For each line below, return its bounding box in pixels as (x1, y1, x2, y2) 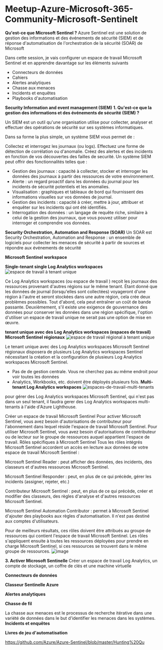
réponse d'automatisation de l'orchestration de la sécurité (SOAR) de (5, 40, 143, 46)
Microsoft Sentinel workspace (5, 254, 67, 260)
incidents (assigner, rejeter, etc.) (5, 478, 69, 485)
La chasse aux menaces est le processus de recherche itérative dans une (5, 610, 152, 616)
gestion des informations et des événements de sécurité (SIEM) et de (5, 35, 144, 41)
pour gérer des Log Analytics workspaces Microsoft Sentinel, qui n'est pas (5, 393, 154, 399)
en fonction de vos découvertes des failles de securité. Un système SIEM (5, 153, 151, 159)
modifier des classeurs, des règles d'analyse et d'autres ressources (5, 493, 141, 499)
